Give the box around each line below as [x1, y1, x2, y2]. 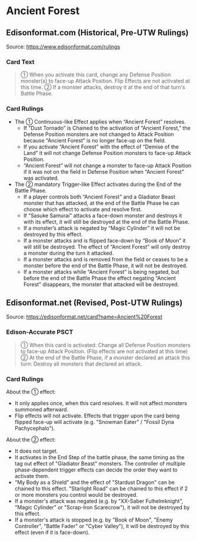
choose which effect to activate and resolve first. [23, 205, 142, 213]
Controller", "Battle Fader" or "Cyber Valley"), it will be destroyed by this [14, 523, 189, 529]
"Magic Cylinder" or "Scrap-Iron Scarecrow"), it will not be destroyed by [14, 504, 190, 510]
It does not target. [14, 447, 58, 454]
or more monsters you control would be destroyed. [14, 492, 138, 498]
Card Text [6, 58, 35, 66]
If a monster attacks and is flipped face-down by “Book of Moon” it [23, 237, 186, 244]
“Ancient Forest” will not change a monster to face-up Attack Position [23, 162, 192, 169]
